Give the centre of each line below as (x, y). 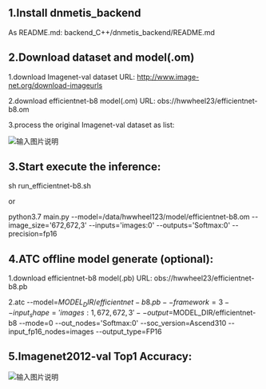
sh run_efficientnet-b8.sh (50, 186)
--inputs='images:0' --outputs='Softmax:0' (159, 225)
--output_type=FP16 (129, 331)
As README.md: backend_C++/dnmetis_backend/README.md (112, 32)
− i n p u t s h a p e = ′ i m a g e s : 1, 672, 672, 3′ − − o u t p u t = (91, 313)
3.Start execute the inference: (85, 167)
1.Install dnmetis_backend (75, 13)
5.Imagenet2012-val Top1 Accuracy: (100, 357)
